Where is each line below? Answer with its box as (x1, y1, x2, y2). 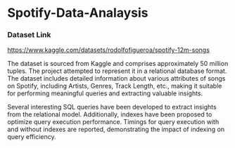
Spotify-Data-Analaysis (7, 5, 149, 21)
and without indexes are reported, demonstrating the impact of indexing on (7, 125, 225, 134)
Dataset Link (7, 30, 51, 40)
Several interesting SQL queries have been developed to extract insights (7, 103, 217, 112)
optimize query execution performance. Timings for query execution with (7, 118, 220, 126)
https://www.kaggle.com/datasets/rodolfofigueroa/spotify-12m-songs (7, 46, 210, 54)
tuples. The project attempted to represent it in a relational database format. (7, 67, 227, 75)
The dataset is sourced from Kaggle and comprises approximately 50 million (7, 60, 229, 68)
